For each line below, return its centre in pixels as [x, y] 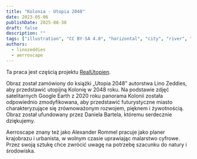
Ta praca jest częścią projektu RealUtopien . [59, 72]
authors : [17, 45]
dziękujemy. [21, 120]
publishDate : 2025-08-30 [36, 22]
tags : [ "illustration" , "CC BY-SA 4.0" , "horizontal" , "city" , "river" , [97, 39]
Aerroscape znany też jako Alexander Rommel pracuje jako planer [86, 132]
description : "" [26, 33]
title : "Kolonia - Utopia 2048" [45, 11]
